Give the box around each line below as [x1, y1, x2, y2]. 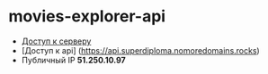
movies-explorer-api [8, 6, 166, 27]
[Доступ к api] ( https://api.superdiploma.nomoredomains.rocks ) [21, 45, 260, 55]
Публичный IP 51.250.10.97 [21, 54, 127, 65]
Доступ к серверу [21, 36, 92, 46]
